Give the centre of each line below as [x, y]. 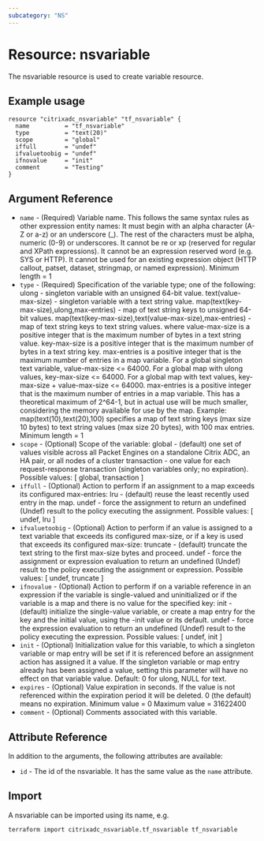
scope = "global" [58, 140]
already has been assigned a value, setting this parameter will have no [134, 671]
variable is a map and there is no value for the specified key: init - [126, 604]
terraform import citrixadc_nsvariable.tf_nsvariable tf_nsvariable [123, 829]
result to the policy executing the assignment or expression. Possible [131, 570]
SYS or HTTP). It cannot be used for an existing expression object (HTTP [138, 260]
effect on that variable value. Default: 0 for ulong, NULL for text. [123, 678]
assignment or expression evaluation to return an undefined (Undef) [130, 562]
